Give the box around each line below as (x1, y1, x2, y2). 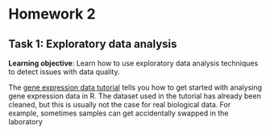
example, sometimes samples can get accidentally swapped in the (8, 108, 229, 118)
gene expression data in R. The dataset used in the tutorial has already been (8, 91, 262, 101)
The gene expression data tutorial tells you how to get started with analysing (8, 82, 263, 92)
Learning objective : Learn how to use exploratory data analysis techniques (8, 58, 259, 68)
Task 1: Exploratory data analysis (8, 37, 177, 51)
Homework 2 (8, 5, 96, 23)
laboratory (8, 117, 43, 126)
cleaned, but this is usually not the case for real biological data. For (8, 100, 231, 109)
